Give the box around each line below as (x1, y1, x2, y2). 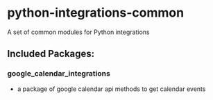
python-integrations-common (7, 5, 185, 21)
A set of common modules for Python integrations (7, 28, 150, 36)
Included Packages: (7, 48, 95, 60)
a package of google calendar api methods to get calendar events (17, 85, 206, 93)
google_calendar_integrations (7, 69, 111, 78)
